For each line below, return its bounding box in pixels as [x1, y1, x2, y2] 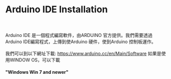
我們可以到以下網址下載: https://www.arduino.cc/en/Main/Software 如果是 [5, 50, 162, 56]
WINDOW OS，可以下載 [9, 56, 61, 63]
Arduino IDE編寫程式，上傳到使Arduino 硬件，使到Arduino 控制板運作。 [5, 38, 156, 45]
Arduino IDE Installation [5, 4, 108, 15]
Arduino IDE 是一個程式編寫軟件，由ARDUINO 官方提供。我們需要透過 [5, 32, 153, 38]
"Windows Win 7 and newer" [5, 69, 69, 75]
